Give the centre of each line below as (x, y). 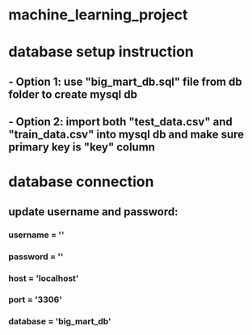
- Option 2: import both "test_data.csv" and (120, 122)
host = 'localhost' (44, 278)
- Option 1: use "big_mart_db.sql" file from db (125, 81)
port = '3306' (36, 299)
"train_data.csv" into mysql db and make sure (126, 135)
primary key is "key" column (82, 147)
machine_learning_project (98, 15)
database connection (81, 182)
